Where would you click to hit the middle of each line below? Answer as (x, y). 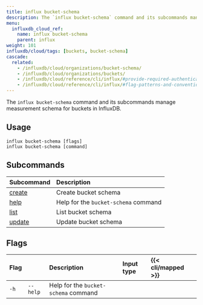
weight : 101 (21, 46)
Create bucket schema (89, 192)
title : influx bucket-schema (43, 12)
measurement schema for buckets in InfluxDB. (64, 108)
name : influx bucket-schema (52, 34)
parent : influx (36, 40)
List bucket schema (84, 212)
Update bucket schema (89, 222)
